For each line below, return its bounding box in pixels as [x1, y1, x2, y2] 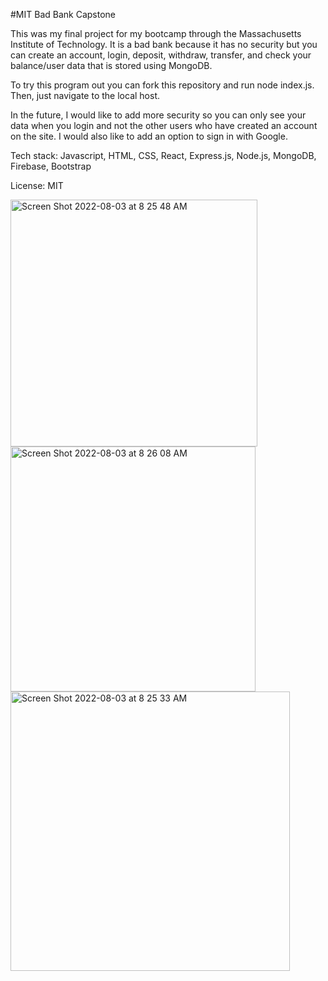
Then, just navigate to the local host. [10, 90, 160, 101]
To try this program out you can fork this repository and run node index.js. [10, 79, 315, 91]
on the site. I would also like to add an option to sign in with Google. [10, 130, 288, 142]
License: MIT [10, 180, 64, 191]
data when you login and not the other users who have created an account [10, 120, 318, 131]
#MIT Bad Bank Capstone [10, 9, 117, 20]
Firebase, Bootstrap [10, 160, 92, 172]
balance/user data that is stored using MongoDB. [10, 60, 213, 71]
